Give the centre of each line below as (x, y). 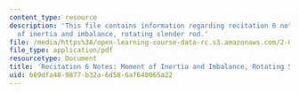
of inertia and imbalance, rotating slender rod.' (113, 34)
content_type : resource (53, 17)
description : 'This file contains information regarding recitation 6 (143, 26)
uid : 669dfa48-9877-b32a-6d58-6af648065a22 (91, 75)
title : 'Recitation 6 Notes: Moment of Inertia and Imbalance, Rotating (147, 67)
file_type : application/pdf (61, 50)
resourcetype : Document (53, 58)
